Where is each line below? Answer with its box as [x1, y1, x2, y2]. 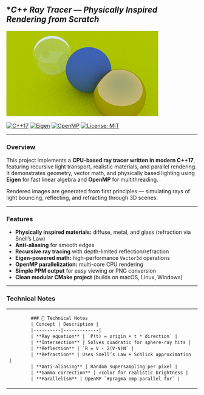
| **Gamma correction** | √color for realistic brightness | [30, 370, 189, 376]
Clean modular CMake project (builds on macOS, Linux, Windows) [15, 274, 183, 281]
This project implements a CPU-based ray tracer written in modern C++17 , [6, 157, 195, 164]
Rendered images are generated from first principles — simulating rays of [6, 188, 190, 195]
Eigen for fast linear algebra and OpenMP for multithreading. [6, 176, 159, 184]
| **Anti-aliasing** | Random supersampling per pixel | [30, 363, 178, 370]
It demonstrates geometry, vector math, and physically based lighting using [6, 170, 195, 177]
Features [6, 215, 33, 224]
